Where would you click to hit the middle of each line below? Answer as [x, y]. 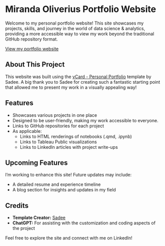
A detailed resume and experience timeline [56, 184]
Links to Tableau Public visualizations [58, 142]
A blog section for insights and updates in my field [64, 190]
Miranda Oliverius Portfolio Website [81, 9]
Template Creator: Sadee [39, 218]
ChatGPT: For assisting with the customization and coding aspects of [84, 223]
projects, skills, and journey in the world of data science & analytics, [75, 28]
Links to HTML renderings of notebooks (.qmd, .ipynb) [76, 136]
